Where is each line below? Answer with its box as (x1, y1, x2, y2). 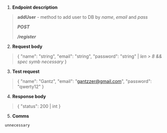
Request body (12, 43, 43, 50)
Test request (12, 68, 40, 74)
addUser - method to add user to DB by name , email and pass (17, 14, 148, 20)
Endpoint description (12, 5, 58, 10)
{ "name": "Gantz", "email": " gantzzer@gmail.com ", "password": (17, 78, 152, 84)
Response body (12, 94, 46, 99)
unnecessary (5, 123, 30, 128)
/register (17, 34, 37, 39)
